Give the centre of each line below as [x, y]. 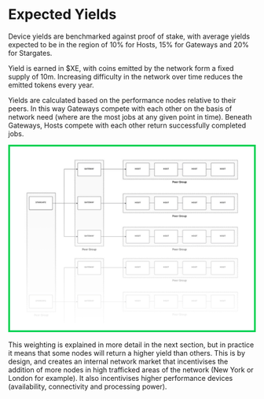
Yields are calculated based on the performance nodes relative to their [122, 100]
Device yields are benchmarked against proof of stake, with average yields [129, 36]
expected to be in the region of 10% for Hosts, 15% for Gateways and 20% [128, 44]
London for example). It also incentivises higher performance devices [121, 378]
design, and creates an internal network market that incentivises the [118, 361]
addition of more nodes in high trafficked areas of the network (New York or [131, 369]
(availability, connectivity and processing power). [88, 386]
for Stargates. [30, 53]
